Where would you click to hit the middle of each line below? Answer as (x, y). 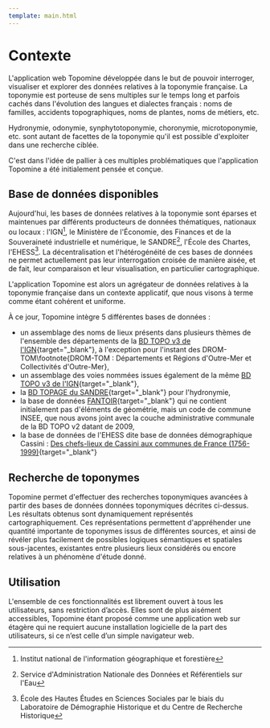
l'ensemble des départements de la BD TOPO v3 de (105, 341)
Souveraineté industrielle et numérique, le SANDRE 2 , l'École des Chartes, (129, 241)
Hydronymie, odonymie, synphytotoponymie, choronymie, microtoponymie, (133, 128)
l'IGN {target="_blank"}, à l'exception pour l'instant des (110, 350)
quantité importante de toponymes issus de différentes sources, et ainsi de (132, 531)
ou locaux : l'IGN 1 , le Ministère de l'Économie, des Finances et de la (120, 232)
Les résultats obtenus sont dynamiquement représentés (101, 514)
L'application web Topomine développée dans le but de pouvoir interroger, (131, 78)
